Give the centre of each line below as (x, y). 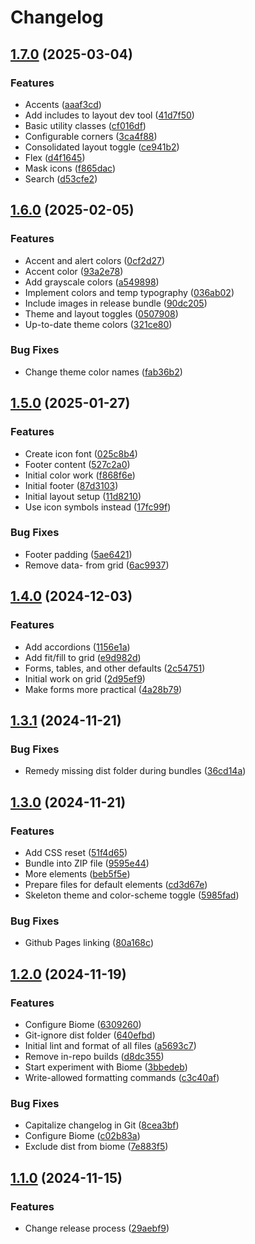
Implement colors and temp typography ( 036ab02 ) (129, 292)
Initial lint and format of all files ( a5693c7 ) (110, 1045)
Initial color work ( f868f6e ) (80, 475)
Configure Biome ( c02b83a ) (82, 1136)
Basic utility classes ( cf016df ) (85, 125)
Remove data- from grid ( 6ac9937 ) (97, 565)
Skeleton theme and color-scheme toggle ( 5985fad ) (132, 895)
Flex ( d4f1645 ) (55, 157)
